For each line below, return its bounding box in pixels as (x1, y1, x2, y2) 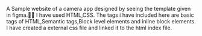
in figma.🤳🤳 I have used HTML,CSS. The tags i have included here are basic (6, 11, 194, 19)
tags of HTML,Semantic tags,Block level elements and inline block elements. (6, 18, 196, 25)
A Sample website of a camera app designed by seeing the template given (6, 5, 191, 12)
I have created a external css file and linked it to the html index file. (6, 24, 172, 31)
